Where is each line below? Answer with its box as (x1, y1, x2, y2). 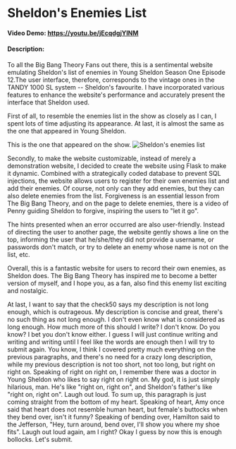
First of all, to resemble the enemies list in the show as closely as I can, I (7, 112, 217, 120)
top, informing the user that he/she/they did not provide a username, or (7, 235, 214, 244)
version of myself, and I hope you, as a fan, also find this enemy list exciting (7, 279, 227, 287)
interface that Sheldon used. (7, 97, 90, 107)
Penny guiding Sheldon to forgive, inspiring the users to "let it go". (7, 206, 199, 215)
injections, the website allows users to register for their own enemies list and (7, 176, 230, 185)
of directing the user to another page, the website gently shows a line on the (7, 227, 229, 236)
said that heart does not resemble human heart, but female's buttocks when (7, 405, 228, 414)
